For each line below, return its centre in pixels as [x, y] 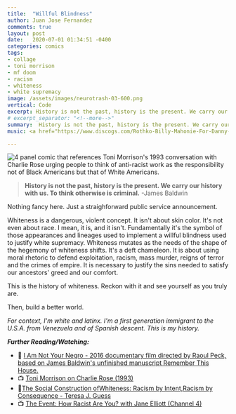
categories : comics [36, 46]
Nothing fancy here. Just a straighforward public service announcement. [112, 207]
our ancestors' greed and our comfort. [63, 273]
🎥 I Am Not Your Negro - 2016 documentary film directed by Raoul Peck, [122, 356]
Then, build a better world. [46, 307]
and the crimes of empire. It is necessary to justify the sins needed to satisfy [118, 265]
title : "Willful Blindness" [50, 14]
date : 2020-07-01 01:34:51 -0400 [59, 40]
